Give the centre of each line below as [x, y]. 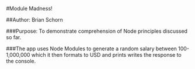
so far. [14, 37]
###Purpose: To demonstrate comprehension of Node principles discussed [97, 31]
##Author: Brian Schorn [34, 20]
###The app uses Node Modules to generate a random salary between [91, 49]
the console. [21, 61]
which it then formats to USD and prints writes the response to [107, 55]
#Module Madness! [29, 8]
